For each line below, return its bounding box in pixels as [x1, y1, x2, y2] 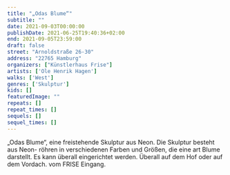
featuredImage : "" [7, 94, 60, 101]
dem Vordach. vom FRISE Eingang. [7, 160, 106, 168]
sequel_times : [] [7, 119, 57, 126]
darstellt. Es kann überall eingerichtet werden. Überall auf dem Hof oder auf [7, 152, 223, 161]
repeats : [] [7, 100, 41, 107]
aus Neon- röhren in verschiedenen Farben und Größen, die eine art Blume [7, 145, 220, 154]
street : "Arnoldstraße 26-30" [7, 49, 95, 56]
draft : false [7, 42, 45, 49]
